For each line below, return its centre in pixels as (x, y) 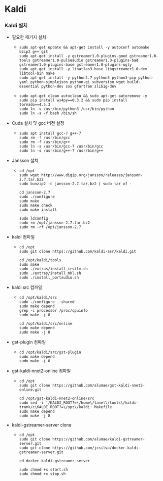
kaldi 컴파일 (23, 237)
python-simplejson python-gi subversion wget (78, 82)
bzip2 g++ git (33, 52)
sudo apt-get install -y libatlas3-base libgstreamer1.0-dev (83, 69)
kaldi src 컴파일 (27, 288)
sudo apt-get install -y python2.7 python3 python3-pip (78, 78)
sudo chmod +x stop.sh (42, 474)
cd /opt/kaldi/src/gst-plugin (50, 352)
